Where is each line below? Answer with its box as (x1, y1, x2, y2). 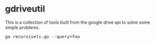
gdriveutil (5, 3, 45, 15)
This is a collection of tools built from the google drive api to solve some (5, 19, 151, 25)
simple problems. (5, 24, 40, 30)
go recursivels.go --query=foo (5, 34, 80, 39)
